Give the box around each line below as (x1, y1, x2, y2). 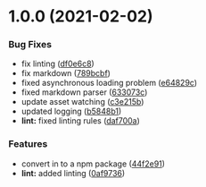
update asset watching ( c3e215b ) (21, 97, 144, 107)
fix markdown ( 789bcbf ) (21, 68, 111, 79)
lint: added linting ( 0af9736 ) (21, 167, 126, 178)
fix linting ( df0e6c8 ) (21, 58, 95, 69)
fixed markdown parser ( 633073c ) (21, 87, 148, 98)
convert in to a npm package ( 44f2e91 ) (21, 158, 166, 169)
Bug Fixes (8, 38, 53, 51)
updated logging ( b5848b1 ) (21, 106, 122, 117)
